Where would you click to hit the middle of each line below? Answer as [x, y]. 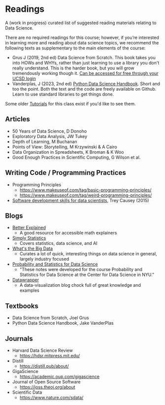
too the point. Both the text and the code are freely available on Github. [84, 89]
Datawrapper [26, 280]
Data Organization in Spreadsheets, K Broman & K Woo [68, 152]
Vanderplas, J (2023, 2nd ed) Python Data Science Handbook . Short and [86, 84]
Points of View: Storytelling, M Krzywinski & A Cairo [65, 147]
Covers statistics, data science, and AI [58, 243]
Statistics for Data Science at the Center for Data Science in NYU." [87, 275]
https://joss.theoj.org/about [47, 387]
